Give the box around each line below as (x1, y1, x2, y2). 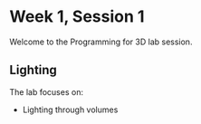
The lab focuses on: (9, 86, 84, 97)
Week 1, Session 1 (9, 6, 145, 27)
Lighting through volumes (22, 104, 119, 115)
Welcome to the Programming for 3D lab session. (9, 36, 193, 47)
